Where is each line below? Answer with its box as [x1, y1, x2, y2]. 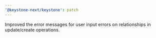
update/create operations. [5, 26, 60, 33]
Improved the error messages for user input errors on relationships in [5, 21, 151, 27]
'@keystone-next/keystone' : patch [5, 7, 79, 13]
